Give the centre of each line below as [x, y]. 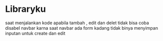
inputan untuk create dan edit [35, 33]
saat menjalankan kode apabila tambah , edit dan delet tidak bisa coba [77, 23]
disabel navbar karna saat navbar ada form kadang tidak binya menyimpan [81, 28]
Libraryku [26, 9]
